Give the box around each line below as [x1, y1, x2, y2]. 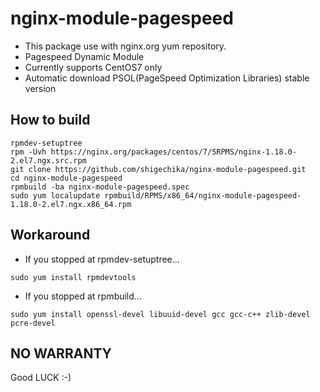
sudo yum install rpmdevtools [10, 272, 137, 282]
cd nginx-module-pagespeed [10, 173, 123, 183]
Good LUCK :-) [10, 372, 72, 384]
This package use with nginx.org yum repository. [24, 40, 227, 52]
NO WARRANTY [10, 345, 112, 362]
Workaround [10, 227, 91, 244]
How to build [10, 112, 91, 129]
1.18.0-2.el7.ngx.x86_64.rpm [10, 199, 132, 209]
